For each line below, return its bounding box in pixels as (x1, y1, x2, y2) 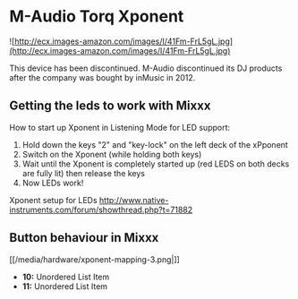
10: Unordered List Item (21, 271, 110, 282)
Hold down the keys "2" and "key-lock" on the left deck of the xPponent (21, 139, 288, 149)
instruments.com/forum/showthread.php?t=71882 (9, 204, 193, 215)
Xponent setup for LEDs (9, 194, 98, 205)
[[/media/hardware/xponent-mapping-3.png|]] (9, 253, 181, 265)
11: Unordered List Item (21, 280, 108, 292)
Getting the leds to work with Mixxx (9, 98, 211, 114)
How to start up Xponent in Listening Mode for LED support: (9, 122, 231, 132)
